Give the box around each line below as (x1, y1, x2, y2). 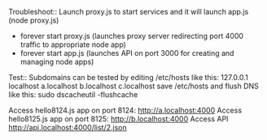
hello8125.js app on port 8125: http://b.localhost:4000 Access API (8, 114, 229, 124)
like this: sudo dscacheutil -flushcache (8, 90, 138, 100)
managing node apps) (20, 57, 94, 66)
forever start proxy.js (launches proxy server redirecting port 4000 (20, 32, 244, 40)
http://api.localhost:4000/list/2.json (8, 123, 128, 132)
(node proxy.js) (8, 15, 59, 25)
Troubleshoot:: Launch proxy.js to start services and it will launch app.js (8, 7, 249, 16)
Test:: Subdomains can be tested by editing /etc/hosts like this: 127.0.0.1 (8, 73, 248, 82)
